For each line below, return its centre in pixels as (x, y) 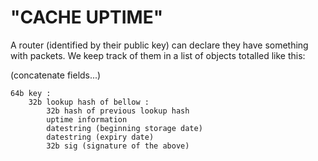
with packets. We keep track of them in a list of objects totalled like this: (158, 55)
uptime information (87, 119)
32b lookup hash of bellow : (89, 102)
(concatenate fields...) (56, 75)
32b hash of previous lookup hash (118, 111)
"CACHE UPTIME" (87, 17)
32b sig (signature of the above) (118, 146)
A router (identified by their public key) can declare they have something (159, 45)
